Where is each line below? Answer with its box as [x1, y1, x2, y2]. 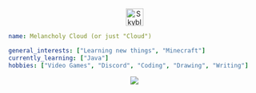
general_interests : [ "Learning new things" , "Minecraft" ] [8, 46, 206, 55]
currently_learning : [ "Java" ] [8, 54, 110, 62]
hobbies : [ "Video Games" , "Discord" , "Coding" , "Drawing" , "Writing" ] [8, 61, 249, 69]
